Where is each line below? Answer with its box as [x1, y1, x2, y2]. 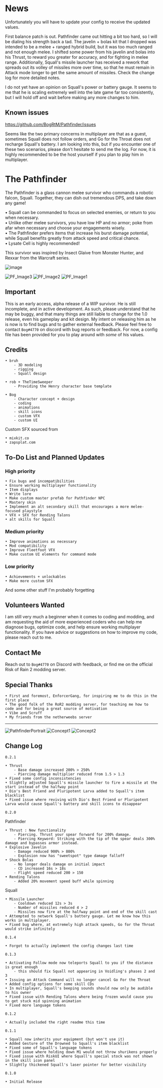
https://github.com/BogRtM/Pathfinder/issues [5, 121, 96, 127]
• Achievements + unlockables [5, 574, 66, 579]
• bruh [5, 359, 18, 363]
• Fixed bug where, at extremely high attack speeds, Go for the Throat [5, 922, 155, 927]
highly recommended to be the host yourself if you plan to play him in [5, 151, 144, 157]
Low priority [5, 563, 34, 570]
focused [5, 509, 21, 513]
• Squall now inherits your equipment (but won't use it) [5, 1037, 125, 1041]
